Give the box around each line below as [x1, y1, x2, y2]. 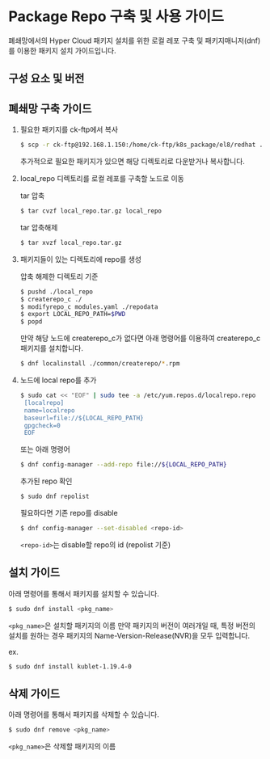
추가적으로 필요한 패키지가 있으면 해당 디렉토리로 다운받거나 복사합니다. [19, 157, 245, 167]
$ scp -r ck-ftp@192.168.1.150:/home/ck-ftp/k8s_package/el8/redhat [19, 141, 256, 150]
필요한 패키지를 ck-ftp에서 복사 [19, 124, 119, 134]
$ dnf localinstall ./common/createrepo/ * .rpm [19, 360, 180, 368]
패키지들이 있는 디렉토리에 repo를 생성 [19, 254, 141, 264]
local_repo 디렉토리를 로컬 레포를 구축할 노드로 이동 [19, 174, 184, 183]
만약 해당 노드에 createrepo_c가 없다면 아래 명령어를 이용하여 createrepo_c [19, 333, 261, 344]
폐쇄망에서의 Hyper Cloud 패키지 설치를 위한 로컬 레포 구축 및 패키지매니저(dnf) [8, 36, 261, 45]
